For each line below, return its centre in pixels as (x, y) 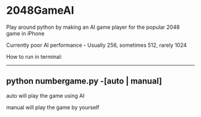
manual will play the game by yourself (53, 107)
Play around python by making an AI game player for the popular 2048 (93, 27)
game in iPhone (25, 33)
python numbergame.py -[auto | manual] (84, 81)
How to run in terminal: (34, 56)
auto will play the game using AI (45, 95)
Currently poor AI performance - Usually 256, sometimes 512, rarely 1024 (97, 45)
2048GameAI (40, 10)
